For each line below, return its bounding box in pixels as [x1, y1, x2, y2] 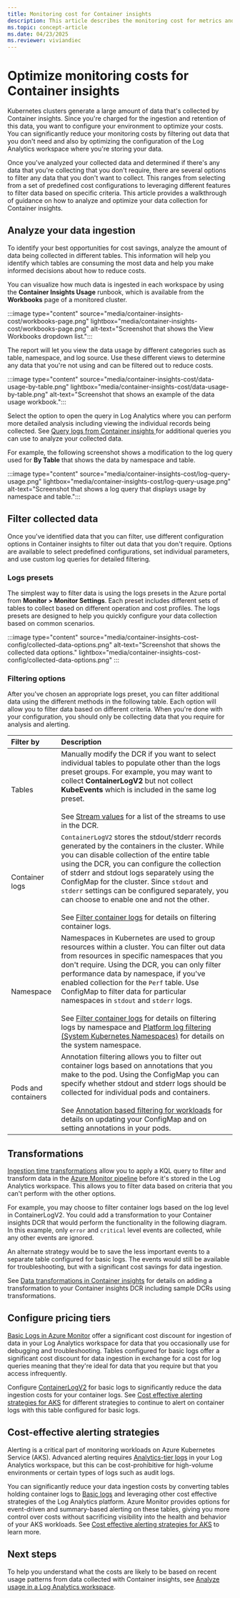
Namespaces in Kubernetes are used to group [61, 933, 216, 943]
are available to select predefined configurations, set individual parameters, [7, 547, 230, 556]
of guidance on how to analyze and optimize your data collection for [7, 196, 209, 205]
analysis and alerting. [7, 720, 70, 729]
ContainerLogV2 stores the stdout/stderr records [61, 832, 221, 842]
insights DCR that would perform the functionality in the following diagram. [7, 1219, 227, 1227]
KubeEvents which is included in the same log [61, 785, 216, 795]
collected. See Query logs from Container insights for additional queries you [7, 426, 231, 435]
